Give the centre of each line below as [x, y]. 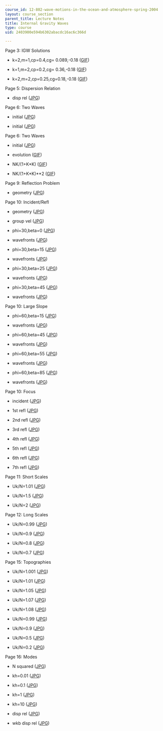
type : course [18, 28]
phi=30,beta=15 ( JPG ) [34, 249]
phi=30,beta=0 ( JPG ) [33, 231]
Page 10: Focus [20, 391]
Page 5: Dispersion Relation [33, 88]
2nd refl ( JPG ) [26, 420]
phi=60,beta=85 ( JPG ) [35, 373]
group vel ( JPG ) [28, 221]
